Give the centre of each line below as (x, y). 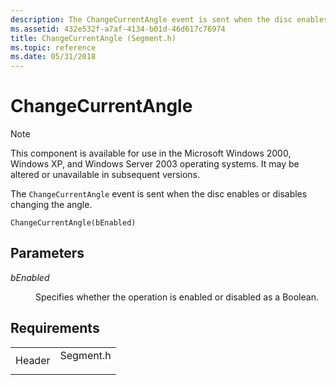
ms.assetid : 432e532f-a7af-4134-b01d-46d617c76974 (118, 29)
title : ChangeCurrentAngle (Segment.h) (93, 38)
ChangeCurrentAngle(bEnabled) (73, 223)
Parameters (47, 253)
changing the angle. (51, 205)
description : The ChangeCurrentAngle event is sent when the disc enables (169, 19)
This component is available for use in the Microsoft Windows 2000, (151, 153)
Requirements (55, 328)
